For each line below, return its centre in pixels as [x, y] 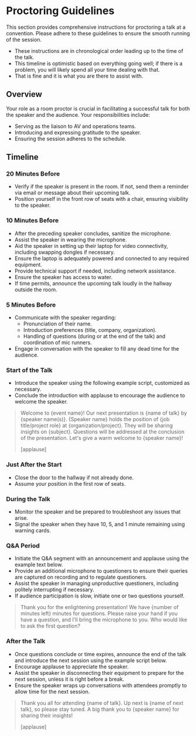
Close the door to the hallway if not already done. [74, 478]
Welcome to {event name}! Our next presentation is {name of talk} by [104, 413]
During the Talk [28, 499]
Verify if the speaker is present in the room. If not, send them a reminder [102, 187]
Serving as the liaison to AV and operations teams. [75, 126]
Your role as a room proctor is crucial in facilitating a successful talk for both [98, 108]
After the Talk [26, 641]
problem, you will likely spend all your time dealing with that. [87, 69]
